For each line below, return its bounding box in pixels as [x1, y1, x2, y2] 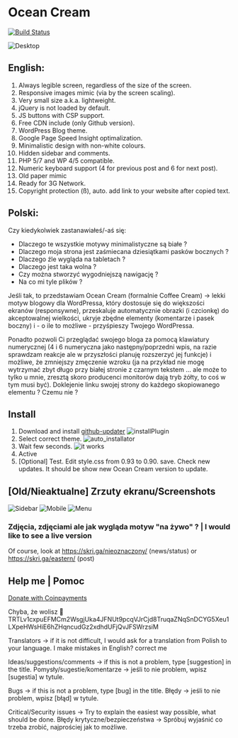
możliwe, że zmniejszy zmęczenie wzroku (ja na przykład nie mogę [8, 358, 205, 366]
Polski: [8, 207, 39, 219]
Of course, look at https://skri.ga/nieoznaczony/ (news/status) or [8, 547, 198, 556]
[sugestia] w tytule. [8, 673, 64, 681]
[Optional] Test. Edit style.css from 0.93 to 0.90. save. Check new [18, 457, 211, 466]
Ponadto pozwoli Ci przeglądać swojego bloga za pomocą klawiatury [8, 335, 210, 343]
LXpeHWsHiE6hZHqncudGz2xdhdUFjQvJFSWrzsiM [8, 622, 159, 632]
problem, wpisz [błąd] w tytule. [8, 694, 99, 703]
